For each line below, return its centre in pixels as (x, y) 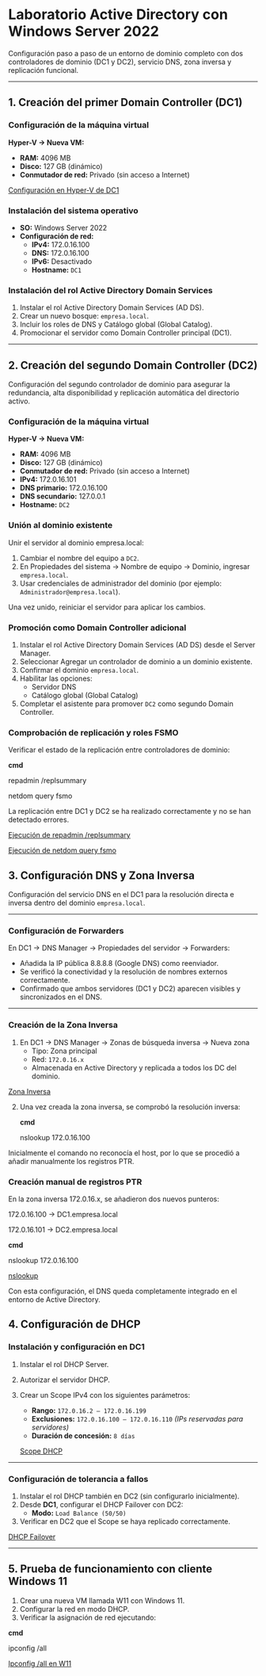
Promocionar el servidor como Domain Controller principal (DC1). (125, 333)
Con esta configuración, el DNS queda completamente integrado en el (123, 1291)
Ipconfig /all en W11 (40, 1663)
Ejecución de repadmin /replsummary (69, 835)
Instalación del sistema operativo (73, 210)
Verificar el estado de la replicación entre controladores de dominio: (119, 750)
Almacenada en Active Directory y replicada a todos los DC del (134, 1067)
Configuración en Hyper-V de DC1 (64, 190)
